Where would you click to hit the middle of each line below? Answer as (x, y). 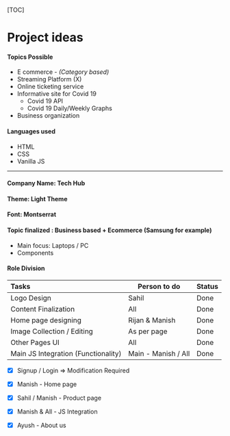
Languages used (31, 131)
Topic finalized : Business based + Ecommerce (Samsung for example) (110, 230)
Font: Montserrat (32, 214)
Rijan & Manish (152, 320)
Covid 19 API (45, 101)
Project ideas (45, 38)
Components (35, 253)
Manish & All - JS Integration (57, 411)
